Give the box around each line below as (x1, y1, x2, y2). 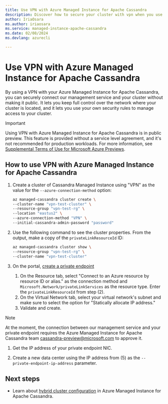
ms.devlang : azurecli (5, 36, 51, 41)
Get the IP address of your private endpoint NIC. (12, 345, 112, 351)
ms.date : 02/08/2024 (5, 31, 49, 36)
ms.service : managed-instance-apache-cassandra (5, 26, 107, 31)
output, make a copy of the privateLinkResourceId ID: (12, 235, 124, 241)
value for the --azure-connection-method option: (12, 187, 112, 193)
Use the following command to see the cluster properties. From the (12, 229, 151, 235)
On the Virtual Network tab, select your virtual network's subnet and (20, 294, 161, 300)
